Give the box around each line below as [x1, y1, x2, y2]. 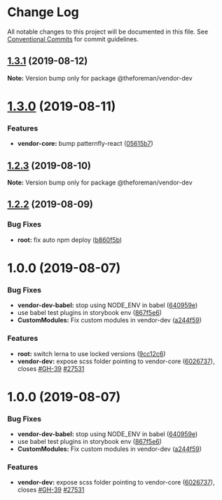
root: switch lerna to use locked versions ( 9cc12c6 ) [17, 349, 166, 358]
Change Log [7, 4, 79, 20]
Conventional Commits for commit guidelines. [7, 34, 139, 43]
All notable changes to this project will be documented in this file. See [7, 27, 209, 36]
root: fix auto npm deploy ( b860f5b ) [17, 236, 123, 244]
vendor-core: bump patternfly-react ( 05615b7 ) [17, 140, 154, 148]
